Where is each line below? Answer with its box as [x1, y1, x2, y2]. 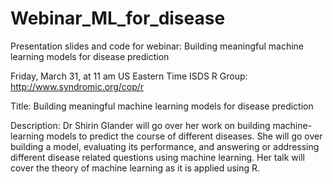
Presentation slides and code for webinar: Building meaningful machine [10, 40, 304, 52]
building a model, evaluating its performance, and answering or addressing [10, 140, 320, 152]
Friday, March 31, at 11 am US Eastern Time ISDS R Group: [10, 70, 248, 82]
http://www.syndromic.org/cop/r [10, 80, 145, 92]
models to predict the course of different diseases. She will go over [46, 130, 323, 142]
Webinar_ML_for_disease [10, 7, 226, 30]
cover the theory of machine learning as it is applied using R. [10, 162, 261, 174]
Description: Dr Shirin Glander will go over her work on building [10, 119, 271, 131]
